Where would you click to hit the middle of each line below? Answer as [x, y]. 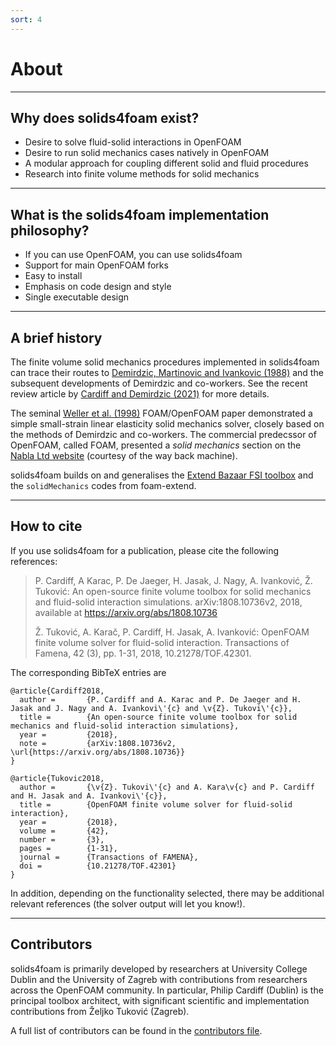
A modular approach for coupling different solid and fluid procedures [166, 163]
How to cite [46, 526]
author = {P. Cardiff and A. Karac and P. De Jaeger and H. [160, 699]
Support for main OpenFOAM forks [96, 265]
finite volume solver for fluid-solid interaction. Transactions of [162, 642]
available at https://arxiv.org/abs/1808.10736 [126, 612]
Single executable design [77, 297]
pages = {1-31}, [68, 848]
